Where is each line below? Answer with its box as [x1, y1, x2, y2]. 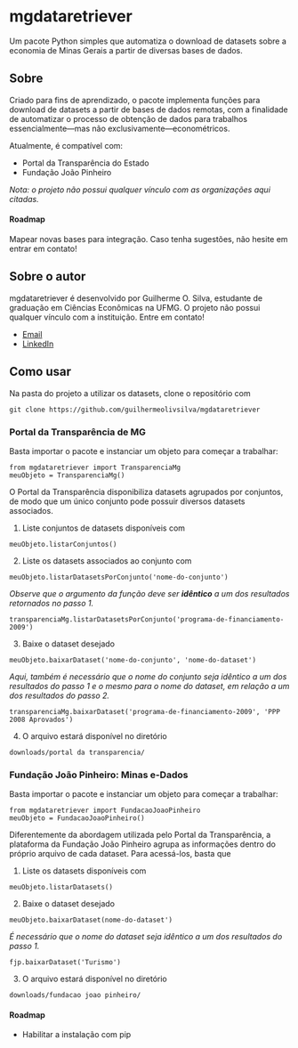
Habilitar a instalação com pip [21, 1029, 132, 1040]
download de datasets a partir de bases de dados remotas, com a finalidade [9, 104, 289, 115]
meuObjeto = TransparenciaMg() [9, 470, 125, 480]
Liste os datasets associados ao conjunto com [21, 555, 192, 566]
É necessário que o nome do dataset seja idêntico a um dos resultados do [9, 931, 283, 942]
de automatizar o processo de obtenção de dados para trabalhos [9, 113, 247, 124]
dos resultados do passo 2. [9, 690, 109, 701]
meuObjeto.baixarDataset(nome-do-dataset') [9, 915, 173, 925]
